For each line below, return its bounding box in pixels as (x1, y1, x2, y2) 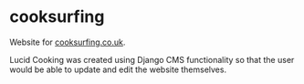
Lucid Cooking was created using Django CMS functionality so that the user (9, 54, 295, 65)
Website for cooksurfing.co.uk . (9, 37, 126, 47)
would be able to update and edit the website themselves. (9, 64, 226, 75)
